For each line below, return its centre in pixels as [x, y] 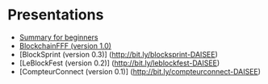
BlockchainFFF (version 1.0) [65, 45]
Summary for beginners [59, 37]
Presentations [56, 15]
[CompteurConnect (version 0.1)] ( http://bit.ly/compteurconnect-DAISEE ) [140, 71]
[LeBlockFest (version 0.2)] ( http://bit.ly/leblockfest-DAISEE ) [119, 63]
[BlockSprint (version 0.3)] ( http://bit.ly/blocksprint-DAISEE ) [119, 54]
